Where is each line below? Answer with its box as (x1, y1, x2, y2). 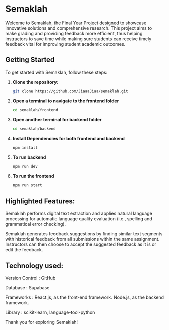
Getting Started (5, 56, 55, 64)
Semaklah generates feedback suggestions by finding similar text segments (5, 230, 163, 237)
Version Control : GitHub (5, 275, 56, 281)
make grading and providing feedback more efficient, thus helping (5, 30, 143, 36)
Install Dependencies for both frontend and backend (12, 136, 125, 142)
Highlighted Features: (5, 197, 75, 206)
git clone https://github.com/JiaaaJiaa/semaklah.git (12, 89, 128, 94)
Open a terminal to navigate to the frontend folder (12, 98, 119, 104)
